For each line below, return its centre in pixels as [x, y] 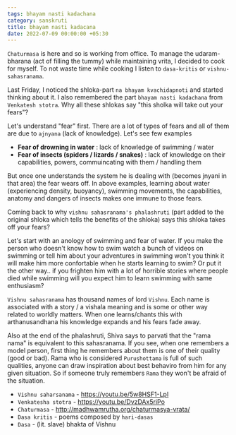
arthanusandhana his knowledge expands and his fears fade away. [104, 322]
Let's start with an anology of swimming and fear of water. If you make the [115, 241]
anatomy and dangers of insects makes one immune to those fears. [105, 198]
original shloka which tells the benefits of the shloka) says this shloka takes [116, 220]
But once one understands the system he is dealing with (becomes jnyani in [117, 176]
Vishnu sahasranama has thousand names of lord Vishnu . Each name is [108, 299]
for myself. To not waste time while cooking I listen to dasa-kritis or [106, 68]
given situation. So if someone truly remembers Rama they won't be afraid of [117, 373]
